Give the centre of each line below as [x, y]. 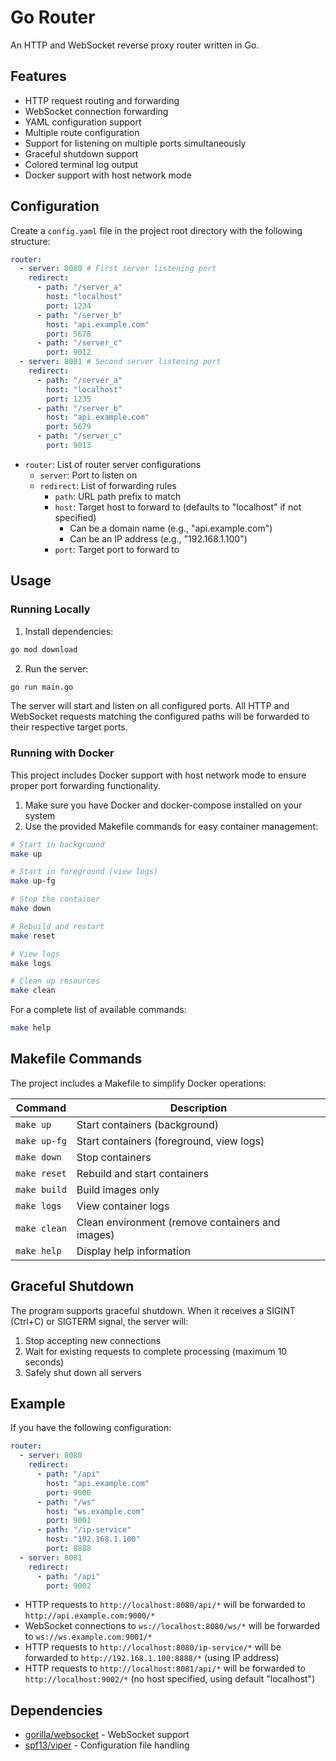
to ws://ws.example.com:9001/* [88, 1637]
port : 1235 [69, 399]
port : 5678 [69, 334]
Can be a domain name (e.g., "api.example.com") [171, 528]
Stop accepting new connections [93, 1340]
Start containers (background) [147, 1124]
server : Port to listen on [88, 475]
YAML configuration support [83, 122]
